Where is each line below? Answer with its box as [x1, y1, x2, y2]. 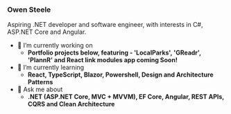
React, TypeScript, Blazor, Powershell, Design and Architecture [27, 70, 214, 79]
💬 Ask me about [17, 85, 63, 94]
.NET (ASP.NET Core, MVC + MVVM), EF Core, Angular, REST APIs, [27, 93, 224, 101]
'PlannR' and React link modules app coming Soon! [27, 56, 178, 64]
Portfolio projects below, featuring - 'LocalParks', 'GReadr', [27, 48, 201, 57]
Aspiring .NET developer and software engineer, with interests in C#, [7, 21, 203, 29]
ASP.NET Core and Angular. [7, 28, 87, 36]
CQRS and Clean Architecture [27, 100, 115, 108]
